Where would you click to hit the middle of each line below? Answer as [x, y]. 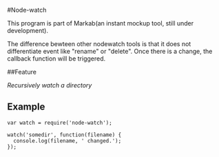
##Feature [22, 72]
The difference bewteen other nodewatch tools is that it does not [99, 44]
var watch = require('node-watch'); [60, 123]
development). [28, 31]
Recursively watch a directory [50, 85]
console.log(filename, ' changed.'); [67, 140]
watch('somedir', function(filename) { [64, 135]
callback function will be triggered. [56, 59]
